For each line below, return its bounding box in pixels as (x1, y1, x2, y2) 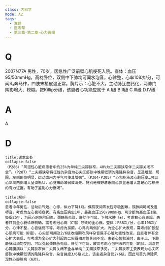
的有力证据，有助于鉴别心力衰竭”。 (5, 185, 66, 190)
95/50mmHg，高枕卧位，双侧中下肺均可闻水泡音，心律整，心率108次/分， (5, 74, 156, 80)
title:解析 (5, 195, 26, 200)
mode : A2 (5, 12, 23, 17)
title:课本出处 (5, 155, 33, 160)
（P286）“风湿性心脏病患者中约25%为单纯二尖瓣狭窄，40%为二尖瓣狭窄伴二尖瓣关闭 (5, 165, 151, 169)
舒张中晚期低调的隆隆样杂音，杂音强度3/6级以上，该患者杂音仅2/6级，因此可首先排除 (5, 252, 154, 257)
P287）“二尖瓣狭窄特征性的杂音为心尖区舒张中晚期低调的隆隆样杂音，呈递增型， (16, 169, 156, 175)
